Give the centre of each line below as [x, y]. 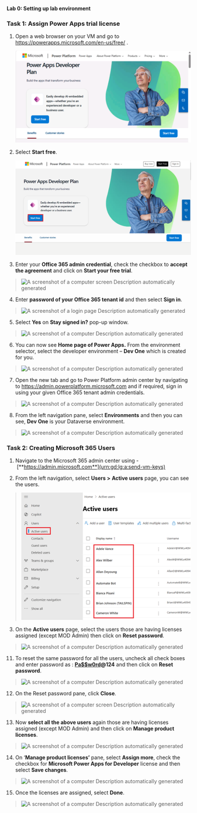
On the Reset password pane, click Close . [65, 694]
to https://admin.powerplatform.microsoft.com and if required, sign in [98, 387]
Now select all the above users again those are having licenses [92, 722]
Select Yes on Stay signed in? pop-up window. [72, 322]
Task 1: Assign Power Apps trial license [63, 23]
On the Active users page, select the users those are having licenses [98, 630]
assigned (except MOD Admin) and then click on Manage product [95, 729]
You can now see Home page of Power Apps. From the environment [98, 345]
